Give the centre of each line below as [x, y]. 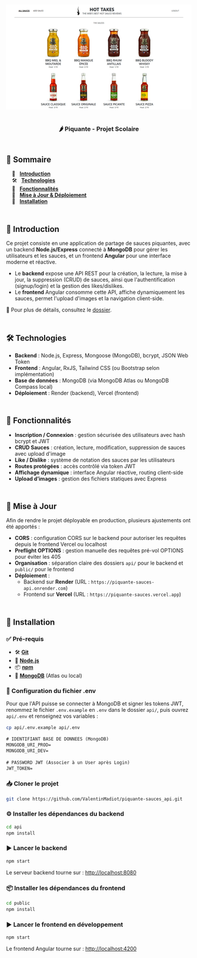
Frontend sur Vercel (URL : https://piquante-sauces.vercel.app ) [102, 594]
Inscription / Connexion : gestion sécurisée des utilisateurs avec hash [100, 435]
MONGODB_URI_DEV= [27, 751]
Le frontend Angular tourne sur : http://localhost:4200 [71, 949]
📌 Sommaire [29, 159]
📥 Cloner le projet [32, 784]
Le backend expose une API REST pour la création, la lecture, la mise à [101, 274]
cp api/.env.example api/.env [43, 728]
